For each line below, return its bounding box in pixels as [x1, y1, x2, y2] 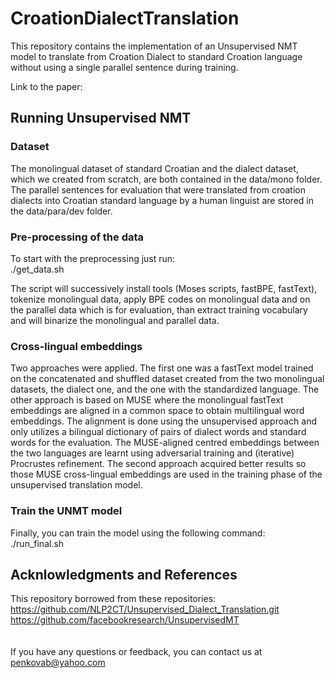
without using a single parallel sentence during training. [10, 61, 239, 73]
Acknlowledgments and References [10, 566, 238, 583]
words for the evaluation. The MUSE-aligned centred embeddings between [10, 437, 320, 449]
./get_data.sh [10, 263, 65, 275]
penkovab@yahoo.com [10, 657, 106, 669]
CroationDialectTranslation [10, 7, 240, 30]
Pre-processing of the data [10, 230, 145, 244]
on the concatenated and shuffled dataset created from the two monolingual [10, 373, 325, 385]
